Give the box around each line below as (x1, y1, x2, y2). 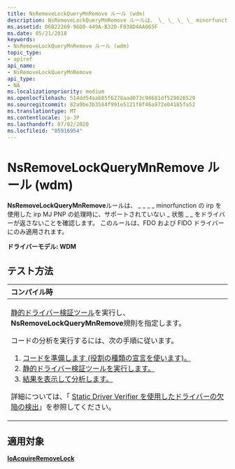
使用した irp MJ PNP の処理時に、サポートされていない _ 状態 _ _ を (7, 210, 201, 219)
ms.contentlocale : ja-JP (7, 114, 80, 121)
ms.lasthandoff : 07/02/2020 (7, 120, 90, 128)
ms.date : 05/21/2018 (7, 29, 68, 37)
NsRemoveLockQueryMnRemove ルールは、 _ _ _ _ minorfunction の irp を (7, 201, 222, 210)
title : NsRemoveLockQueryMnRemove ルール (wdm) (7, 10, 145, 17)
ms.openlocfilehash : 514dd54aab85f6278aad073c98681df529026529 (7, 95, 196, 102)
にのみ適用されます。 (7, 228, 69, 236)
